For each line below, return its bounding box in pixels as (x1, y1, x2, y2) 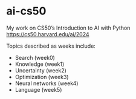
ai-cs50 (6, 4, 47, 18)
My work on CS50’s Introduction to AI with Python (6, 24, 131, 31)
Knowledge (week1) (15, 60, 65, 68)
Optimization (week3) (15, 73, 69, 80)
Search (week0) (15, 54, 56, 61)
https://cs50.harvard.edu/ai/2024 (6, 30, 89, 37)
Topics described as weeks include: (6, 42, 96, 49)
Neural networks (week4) (15, 80, 79, 87)
